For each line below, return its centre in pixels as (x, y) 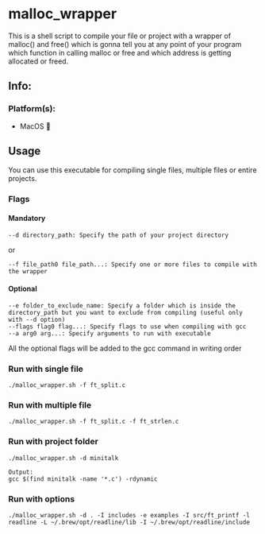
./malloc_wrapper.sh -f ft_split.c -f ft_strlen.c (94, 422)
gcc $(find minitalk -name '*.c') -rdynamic (83, 479)
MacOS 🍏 (35, 126)
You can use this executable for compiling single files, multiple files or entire (132, 170)
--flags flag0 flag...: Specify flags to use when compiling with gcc (127, 327)
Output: (21, 472)
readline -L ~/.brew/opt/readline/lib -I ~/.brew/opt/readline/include (129, 522)
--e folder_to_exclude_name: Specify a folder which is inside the (122, 306)
